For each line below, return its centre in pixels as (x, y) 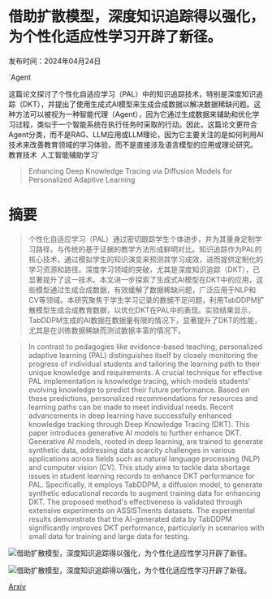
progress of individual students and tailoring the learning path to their (144, 364)
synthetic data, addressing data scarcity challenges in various (132, 450)
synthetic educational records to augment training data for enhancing (145, 493)
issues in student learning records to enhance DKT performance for (142, 476)
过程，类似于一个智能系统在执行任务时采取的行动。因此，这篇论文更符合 (136, 124)
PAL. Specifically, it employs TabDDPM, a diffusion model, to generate (145, 485)
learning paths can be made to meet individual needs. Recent (131, 407)
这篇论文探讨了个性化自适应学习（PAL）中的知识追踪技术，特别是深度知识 (132, 93)
